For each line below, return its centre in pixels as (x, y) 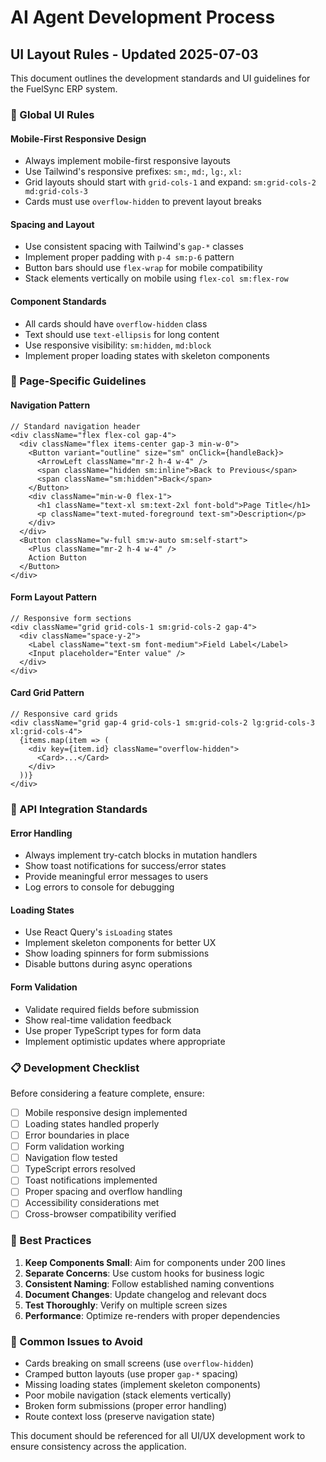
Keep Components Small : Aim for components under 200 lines (155, 1262)
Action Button (57, 557)
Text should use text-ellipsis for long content (122, 334)
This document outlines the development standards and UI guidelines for (160, 78)
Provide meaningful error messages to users (116, 877)
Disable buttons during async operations (108, 964)
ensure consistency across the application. (98, 1447)
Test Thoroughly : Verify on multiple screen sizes (126, 1305)
